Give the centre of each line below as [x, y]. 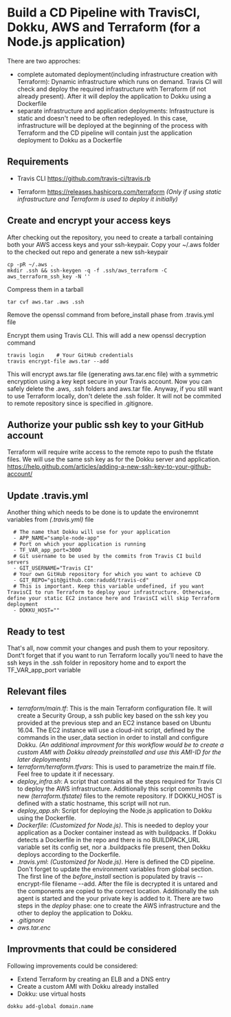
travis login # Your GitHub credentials [70, 355]
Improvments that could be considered [92, 949]
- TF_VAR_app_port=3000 [47, 550]
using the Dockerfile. [47, 817]
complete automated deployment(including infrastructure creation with [117, 74]
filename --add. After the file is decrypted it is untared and [135, 884]
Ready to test [36, 631]
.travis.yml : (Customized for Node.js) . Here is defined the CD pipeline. [116, 861]
